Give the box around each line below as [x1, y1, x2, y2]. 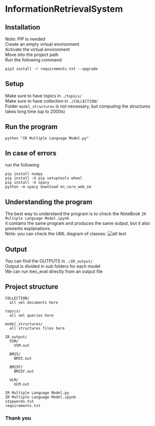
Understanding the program [5, 198, 93, 206]
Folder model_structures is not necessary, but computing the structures [5, 103, 151, 109]
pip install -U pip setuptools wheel [5, 176, 83, 181]
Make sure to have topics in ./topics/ [5, 92, 82, 99]
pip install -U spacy [5, 180, 50, 185]
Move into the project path [5, 52, 59, 57]
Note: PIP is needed [5, 36, 45, 42]
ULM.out [14, 382, 30, 387]
